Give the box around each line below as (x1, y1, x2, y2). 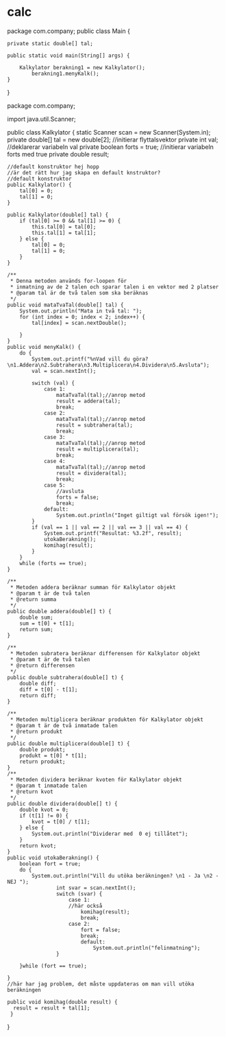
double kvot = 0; (19, 806, 69, 813)
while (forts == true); (19, 560, 88, 567)
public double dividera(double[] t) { (7, 800, 118, 807)
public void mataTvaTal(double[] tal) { (7, 301, 125, 308)
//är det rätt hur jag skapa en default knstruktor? (7, 169, 161, 176)
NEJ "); (7, 878, 29, 885)
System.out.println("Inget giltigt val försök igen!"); (55, 512, 219, 518)
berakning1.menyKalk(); (32, 70, 99, 77)
